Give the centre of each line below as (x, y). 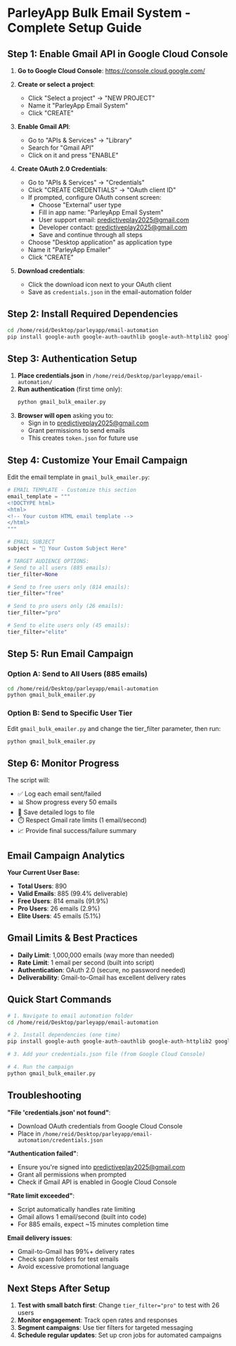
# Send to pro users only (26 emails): (66, 607)
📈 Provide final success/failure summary (77, 831)
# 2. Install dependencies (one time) (64, 1035)
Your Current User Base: (44, 872)
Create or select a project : (56, 84)
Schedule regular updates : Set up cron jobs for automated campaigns (119, 1335)
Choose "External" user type (80, 205)
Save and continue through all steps (90, 235)
